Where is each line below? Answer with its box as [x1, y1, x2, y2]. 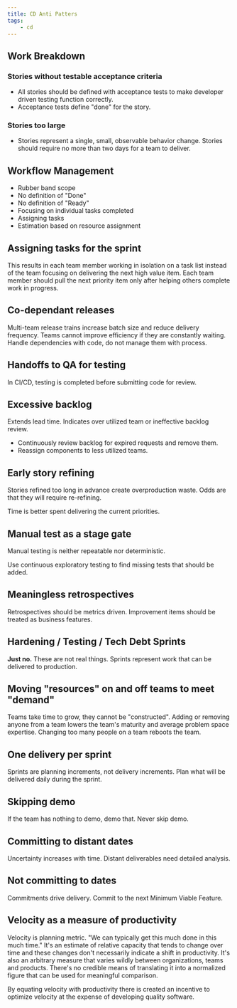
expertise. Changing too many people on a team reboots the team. [7, 728, 202, 737]
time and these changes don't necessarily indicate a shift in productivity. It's [7, 948, 231, 957]
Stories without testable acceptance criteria [7, 71, 162, 81]
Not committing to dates [7, 875, 117, 887]
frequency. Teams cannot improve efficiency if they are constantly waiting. [7, 330, 226, 339]
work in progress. [7, 283, 59, 292]
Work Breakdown [7, 50, 85, 62]
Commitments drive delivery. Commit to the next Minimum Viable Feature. [7, 893, 224, 902]
